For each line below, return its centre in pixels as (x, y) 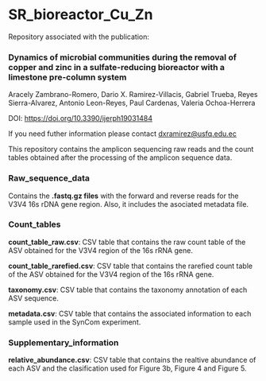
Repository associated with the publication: (79, 37)
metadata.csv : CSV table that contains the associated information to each (130, 313)
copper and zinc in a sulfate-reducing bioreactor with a (116, 67)
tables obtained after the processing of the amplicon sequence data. (120, 157)
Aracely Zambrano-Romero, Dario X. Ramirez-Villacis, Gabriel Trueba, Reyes (133, 95)
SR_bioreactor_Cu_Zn (81, 15)
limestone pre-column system (67, 77)
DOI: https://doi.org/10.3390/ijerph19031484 (81, 119)
